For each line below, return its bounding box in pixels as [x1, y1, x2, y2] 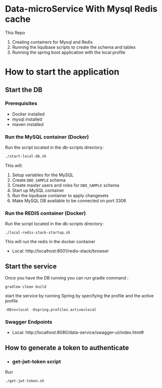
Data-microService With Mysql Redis [5, 3, 158, 15]
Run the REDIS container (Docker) [5, 210, 86, 217]
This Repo [5, 30, 25, 35]
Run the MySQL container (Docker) [5, 133, 89, 140]
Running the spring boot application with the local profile [12, 49, 126, 55]
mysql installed [12, 116, 43, 122]
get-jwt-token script [12, 358, 62, 365]
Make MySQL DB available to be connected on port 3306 [12, 198, 127, 203]
